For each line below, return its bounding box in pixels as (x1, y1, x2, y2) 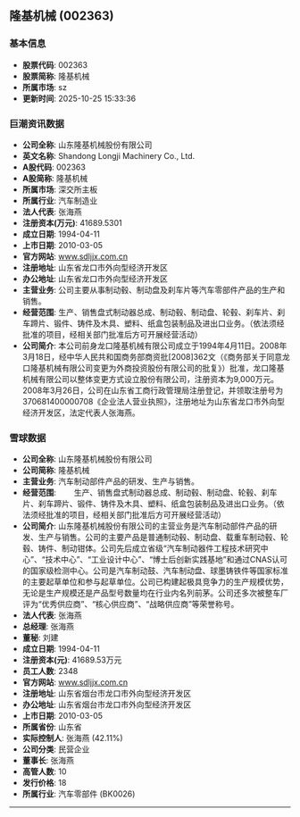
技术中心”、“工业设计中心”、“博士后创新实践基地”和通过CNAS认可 (45, 554, 288, 565)
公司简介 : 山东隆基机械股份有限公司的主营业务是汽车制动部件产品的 (21, 521, 270, 531)
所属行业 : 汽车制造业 (21, 195, 98, 205)
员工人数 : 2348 (21, 666, 79, 677)
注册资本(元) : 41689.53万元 (21, 654, 122, 665)
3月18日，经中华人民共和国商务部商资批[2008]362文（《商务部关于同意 (21, 351, 283, 362)
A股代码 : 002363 (21, 162, 87, 172)
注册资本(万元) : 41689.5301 (21, 217, 122, 228)
